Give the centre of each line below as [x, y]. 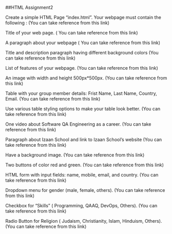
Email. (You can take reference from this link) [53, 99]
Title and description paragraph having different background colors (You [82, 53]
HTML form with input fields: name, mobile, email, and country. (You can [82, 175]
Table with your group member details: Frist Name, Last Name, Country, [81, 93]
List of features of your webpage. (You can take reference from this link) [82, 68]
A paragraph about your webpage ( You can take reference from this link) [83, 43]
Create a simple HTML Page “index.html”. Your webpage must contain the [83, 17]
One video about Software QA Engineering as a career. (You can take [78, 124]
